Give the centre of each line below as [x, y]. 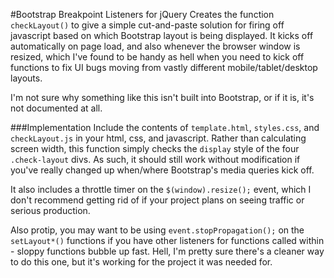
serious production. [50, 210]
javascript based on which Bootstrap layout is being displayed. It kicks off [162, 35]
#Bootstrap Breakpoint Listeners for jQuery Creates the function [142, 14]
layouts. [26, 78]
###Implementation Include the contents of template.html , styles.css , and [165, 127]
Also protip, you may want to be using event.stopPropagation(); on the [157, 230]
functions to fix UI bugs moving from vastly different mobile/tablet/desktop [164, 67]
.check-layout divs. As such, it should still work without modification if [155, 159]
